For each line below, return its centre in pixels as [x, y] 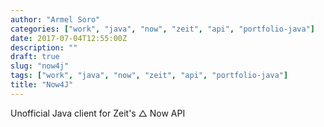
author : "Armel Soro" [55, 19]
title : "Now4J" [42, 85]
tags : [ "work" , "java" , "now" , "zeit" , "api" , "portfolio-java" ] [149, 76]
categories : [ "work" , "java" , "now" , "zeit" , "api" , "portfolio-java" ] [162, 29]
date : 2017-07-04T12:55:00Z [69, 38]
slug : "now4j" [40, 66]
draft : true [35, 57]
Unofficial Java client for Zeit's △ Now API [98, 113]
